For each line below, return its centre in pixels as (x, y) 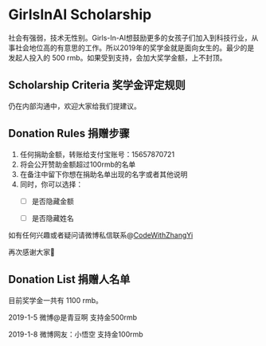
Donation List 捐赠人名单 (69, 279)
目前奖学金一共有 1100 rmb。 (56, 300)
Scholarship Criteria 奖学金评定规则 (97, 85)
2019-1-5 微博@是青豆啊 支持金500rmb (73, 317)
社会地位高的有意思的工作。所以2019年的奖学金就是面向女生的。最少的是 (135, 47)
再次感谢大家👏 (32, 252)
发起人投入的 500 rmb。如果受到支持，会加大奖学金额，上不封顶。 (117, 57)
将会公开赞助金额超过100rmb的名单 (78, 164)
